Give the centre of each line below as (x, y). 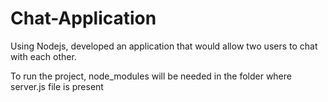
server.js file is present (57, 86)
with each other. (43, 56)
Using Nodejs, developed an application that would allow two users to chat (164, 46)
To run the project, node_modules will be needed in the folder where (151, 76)
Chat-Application (83, 18)
